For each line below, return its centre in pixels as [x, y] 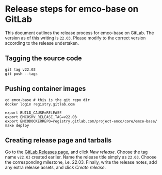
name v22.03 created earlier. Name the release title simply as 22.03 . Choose [81, 157]
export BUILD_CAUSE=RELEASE [33, 113]
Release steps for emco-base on [72, 9]
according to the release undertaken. [42, 43]
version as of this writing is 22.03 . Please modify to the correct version [75, 38]
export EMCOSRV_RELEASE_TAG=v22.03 [41, 117]
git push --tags [21, 74]
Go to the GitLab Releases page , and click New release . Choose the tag [76, 152]
